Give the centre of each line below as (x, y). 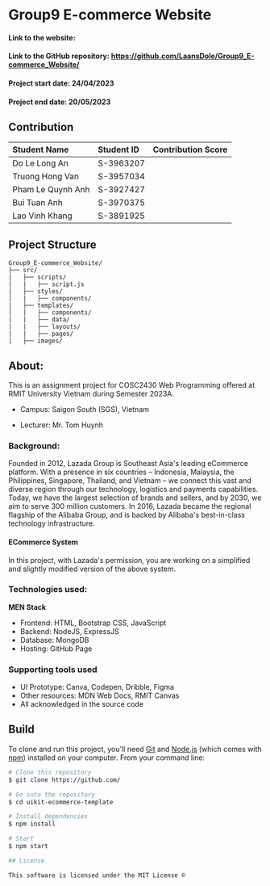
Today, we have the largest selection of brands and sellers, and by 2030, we (135, 498)
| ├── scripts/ (37, 277)
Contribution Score (190, 149)
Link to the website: (42, 37)
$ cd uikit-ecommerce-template (61, 802)
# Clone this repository (50, 772)
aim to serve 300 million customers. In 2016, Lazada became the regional (130, 506)
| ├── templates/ (41, 306)
